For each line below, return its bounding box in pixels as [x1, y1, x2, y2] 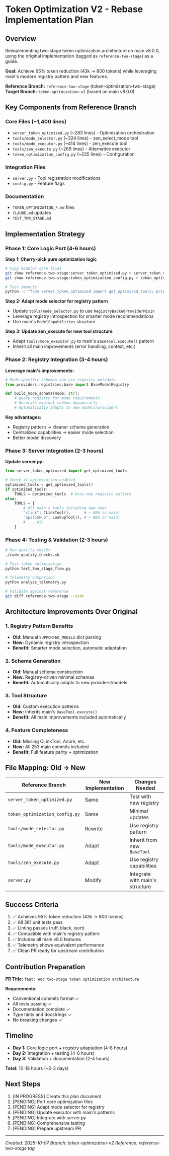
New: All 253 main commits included [12, 744, 89, 750]
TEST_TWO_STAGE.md [12, 216, 51, 221]
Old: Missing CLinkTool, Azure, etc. [12, 738, 86, 744]
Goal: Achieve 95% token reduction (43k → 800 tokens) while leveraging [5, 68, 157, 74]
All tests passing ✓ [12, 1001, 52, 1006]
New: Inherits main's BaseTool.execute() [12, 709, 98, 715]
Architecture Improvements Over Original [5, 608, 138, 616]
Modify [84, 877, 102, 884]
